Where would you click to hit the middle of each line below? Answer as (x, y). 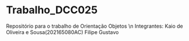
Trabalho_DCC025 (52, 10)
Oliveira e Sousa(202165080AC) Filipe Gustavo (62, 32)
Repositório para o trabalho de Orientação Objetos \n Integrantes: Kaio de (94, 26)
